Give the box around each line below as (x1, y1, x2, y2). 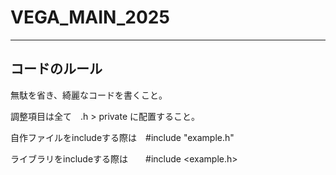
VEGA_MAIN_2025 (10, 6, 170, 29)
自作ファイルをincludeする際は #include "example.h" (10, 131, 235, 143)
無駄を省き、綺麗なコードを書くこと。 (10, 89, 168, 101)
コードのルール (10, 61, 103, 78)
